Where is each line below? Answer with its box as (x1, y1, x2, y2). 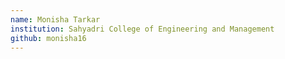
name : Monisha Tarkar (10, 14, 101, 25)
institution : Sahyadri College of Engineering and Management (10, 24, 275, 34)
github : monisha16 (10, 33, 87, 43)
